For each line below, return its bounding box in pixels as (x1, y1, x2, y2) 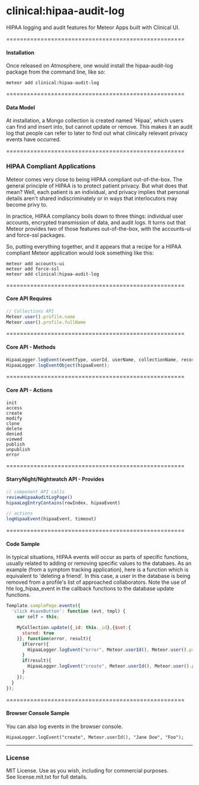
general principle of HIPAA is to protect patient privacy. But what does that (6, 182, 188, 189)
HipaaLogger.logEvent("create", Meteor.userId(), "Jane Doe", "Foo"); (6, 734, 184, 740)
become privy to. (6, 201, 48, 208)
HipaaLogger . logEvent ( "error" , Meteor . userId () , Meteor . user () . (27, 647, 190, 653)
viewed (6, 436, 23, 442)
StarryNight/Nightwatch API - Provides (6, 476, 105, 483)
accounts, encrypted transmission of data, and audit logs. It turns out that (6, 218, 186, 226)
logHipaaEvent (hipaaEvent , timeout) (6, 516, 97, 522)
